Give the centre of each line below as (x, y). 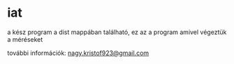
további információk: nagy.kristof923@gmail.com (78, 53)
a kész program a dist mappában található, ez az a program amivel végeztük (117, 32)
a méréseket (25, 39)
